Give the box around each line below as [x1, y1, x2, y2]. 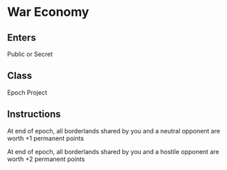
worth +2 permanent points [7, 155, 85, 163]
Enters [7, 32, 37, 44]
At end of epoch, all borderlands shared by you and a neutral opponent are [7, 126, 220, 135]
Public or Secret [7, 50, 53, 58]
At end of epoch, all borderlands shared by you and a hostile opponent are [7, 147, 219, 155]
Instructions [7, 108, 61, 120]
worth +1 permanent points [7, 134, 84, 142]
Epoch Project [7, 88, 48, 97]
